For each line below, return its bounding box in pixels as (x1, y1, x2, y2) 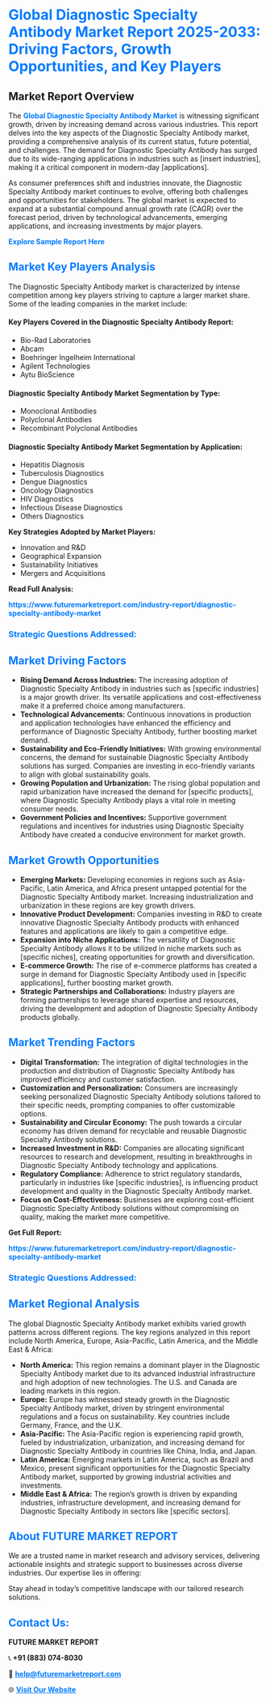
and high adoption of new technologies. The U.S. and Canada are (19, 1377, 238, 1387)
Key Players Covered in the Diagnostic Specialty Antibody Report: (8, 317, 234, 327)
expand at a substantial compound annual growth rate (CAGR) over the (8, 204, 243, 214)
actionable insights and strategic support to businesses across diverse (8, 1560, 243, 1569)
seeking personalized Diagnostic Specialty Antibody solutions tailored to (19, 1091, 261, 1101)
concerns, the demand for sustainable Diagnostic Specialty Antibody (19, 752, 249, 762)
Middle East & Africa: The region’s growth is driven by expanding (19, 1488, 238, 1498)
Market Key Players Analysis (8, 260, 156, 274)
